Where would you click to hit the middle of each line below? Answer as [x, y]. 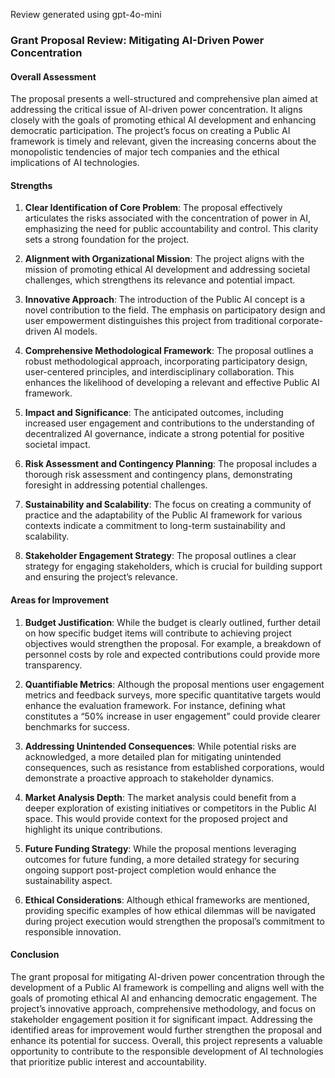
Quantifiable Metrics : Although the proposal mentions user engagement [174, 684]
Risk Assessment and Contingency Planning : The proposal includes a [171, 464]
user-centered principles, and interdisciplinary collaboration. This [159, 372]
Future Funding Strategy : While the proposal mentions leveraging [160, 848]
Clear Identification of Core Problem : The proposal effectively [153, 208]
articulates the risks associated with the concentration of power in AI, [167, 218]
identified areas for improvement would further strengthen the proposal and [166, 1030]
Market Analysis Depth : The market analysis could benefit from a [160, 797]
